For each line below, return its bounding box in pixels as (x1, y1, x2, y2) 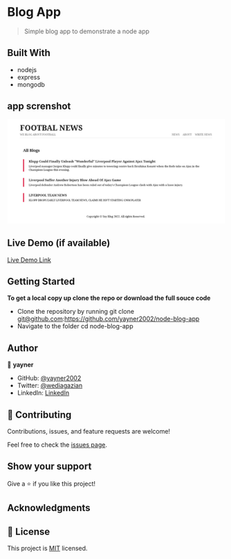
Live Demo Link (7, 256, 52, 264)
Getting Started (7, 275, 75, 287)
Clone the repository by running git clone (17, 308, 135, 316)
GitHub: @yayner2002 (17, 374, 82, 382)
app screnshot (7, 100, 71, 112)
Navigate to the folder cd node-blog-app (17, 322, 133, 330)
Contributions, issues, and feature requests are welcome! (7, 427, 171, 435)
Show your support (7, 461, 92, 472)
